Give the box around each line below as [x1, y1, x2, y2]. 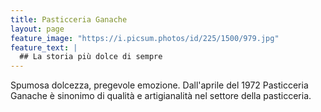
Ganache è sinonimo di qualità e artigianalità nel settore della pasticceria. [10, 90, 312, 102]
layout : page [10, 24, 65, 34]
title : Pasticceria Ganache [10, 14, 128, 25]
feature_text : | [10, 42, 78, 53]
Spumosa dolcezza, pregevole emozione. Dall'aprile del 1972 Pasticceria [10, 79, 309, 91]
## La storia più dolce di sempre [19, 52, 163, 62]
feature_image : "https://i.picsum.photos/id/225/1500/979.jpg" [10, 33, 280, 43]
